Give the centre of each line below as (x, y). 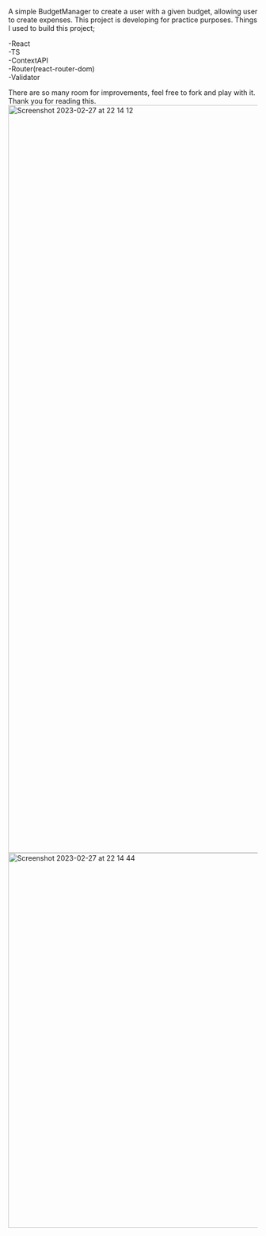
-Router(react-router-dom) (51, 69)
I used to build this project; (51, 28)
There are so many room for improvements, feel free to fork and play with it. (132, 93)
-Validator (24, 77)
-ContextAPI (28, 60)
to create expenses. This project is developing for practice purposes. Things (133, 20)
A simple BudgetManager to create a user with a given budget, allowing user (133, 11)
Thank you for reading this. (52, 101)
